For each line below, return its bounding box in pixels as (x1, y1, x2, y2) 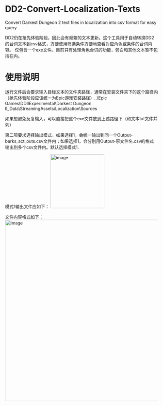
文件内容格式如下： (5, 214, 44, 220)
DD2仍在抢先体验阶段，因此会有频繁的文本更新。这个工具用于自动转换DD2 (5, 35, 154, 40)
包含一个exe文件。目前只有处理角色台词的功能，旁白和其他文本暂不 (18, 47, 154, 53)
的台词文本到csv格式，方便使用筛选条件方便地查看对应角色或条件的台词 (5, 40, 148, 47)
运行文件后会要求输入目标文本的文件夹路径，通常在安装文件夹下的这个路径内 (5, 89, 158, 94)
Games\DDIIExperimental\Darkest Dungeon (5, 100, 92, 106)
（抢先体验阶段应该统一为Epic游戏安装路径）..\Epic (5, 95, 107, 101)
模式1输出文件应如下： (5, 203, 49, 209)
